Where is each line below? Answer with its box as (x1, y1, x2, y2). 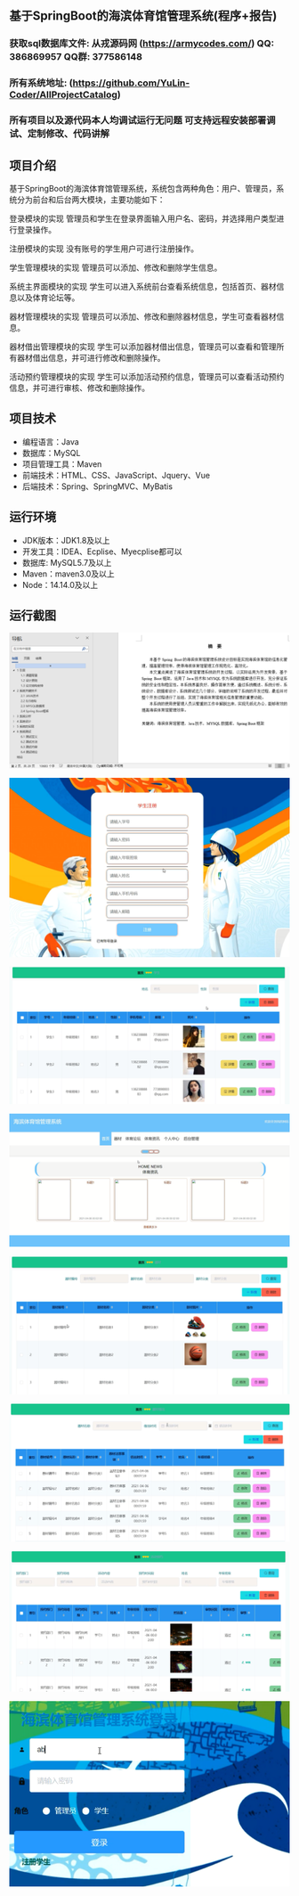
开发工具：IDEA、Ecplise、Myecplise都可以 (21, 546, 182, 557)
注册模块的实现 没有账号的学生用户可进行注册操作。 (9, 243, 198, 254)
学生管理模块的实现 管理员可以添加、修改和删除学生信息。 (9, 262, 222, 273)
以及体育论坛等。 (16, 292, 80, 303)
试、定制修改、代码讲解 (9, 127, 109, 140)
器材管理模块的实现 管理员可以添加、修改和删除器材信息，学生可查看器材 (9, 311, 277, 322)
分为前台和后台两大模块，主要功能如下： (16, 194, 166, 205)
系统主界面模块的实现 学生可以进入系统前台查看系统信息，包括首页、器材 (9, 281, 277, 291)
